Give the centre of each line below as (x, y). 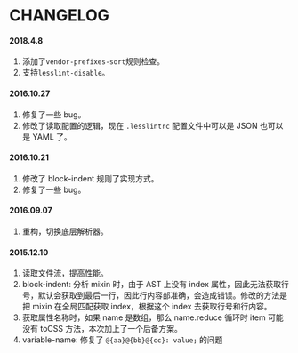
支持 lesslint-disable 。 (66, 73)
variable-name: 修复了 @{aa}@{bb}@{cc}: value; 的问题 (122, 340)
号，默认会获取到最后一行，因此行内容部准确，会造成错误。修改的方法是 (154, 295)
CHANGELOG (59, 16)
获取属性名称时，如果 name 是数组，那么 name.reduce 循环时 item (144, 317)
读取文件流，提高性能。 (65, 273)
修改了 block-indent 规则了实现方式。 (90, 178)
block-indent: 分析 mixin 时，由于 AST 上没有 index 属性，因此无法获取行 (155, 285)
